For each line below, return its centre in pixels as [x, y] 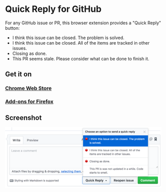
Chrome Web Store [28, 89]
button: [12, 28]
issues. [20, 48]
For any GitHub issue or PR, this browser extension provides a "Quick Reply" [83, 23]
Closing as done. [29, 53]
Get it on [19, 74]
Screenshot [24, 118]
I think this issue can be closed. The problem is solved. [68, 38]
